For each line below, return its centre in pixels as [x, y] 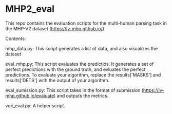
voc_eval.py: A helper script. [35, 105]
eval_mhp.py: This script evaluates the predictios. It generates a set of [80, 64]
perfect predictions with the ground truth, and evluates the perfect [75, 69]
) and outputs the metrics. [81, 96]
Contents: [16, 39]
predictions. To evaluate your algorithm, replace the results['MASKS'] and [83, 74]
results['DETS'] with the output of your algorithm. [57, 80]
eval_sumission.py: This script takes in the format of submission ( [74, 90]
